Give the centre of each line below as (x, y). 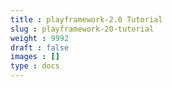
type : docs (35, 66)
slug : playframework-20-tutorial (82, 29)
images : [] (35, 57)
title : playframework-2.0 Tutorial (86, 19)
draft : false (40, 47)
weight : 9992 (40, 38)
